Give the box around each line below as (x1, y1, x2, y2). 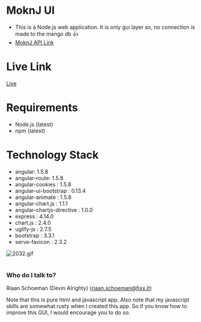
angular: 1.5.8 (14, 168, 49, 175)
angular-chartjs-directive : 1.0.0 (14, 206, 93, 213)
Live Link (6, 60, 52, 74)
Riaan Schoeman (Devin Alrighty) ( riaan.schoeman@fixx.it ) (6, 285, 152, 292)
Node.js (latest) (14, 121, 54, 128)
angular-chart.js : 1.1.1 (14, 199, 68, 207)
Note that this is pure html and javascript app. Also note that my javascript (6, 296, 190, 303)
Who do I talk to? (6, 271, 57, 279)
